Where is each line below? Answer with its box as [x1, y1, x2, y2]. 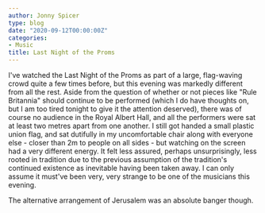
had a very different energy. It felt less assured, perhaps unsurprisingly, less [8, 146, 257, 156]
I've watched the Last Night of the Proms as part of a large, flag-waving [8, 71, 243, 79]
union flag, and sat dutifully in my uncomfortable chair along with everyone [8, 130, 254, 139]
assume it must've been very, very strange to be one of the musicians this [8, 172, 250, 181]
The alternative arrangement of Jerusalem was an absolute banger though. [8, 196, 254, 205]
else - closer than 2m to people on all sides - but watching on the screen [8, 138, 246, 147]
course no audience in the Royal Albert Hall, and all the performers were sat [8, 113, 256, 122]
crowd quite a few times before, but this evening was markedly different [8, 79, 244, 88]
